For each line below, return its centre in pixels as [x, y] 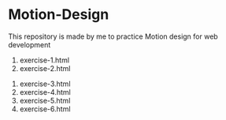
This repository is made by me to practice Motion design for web [113, 36]
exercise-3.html [45, 84]
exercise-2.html [45, 68]
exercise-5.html [45, 100]
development [30, 44]
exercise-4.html [45, 92]
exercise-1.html [44, 60]
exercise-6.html [45, 109]
